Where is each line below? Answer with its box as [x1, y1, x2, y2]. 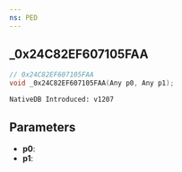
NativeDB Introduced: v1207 [9, 95, 115, 104]
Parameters [9, 119, 76, 135]
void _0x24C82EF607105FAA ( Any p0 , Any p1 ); [9, 78, 175, 88]
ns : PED [9, 13, 39, 23]
